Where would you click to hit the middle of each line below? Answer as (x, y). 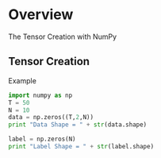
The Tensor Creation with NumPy (63, 37)
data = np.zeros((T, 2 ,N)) (51, 118)
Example (23, 80)
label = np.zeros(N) (42, 139)
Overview (41, 15)
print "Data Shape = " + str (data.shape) (78, 125)
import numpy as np (40, 95)
